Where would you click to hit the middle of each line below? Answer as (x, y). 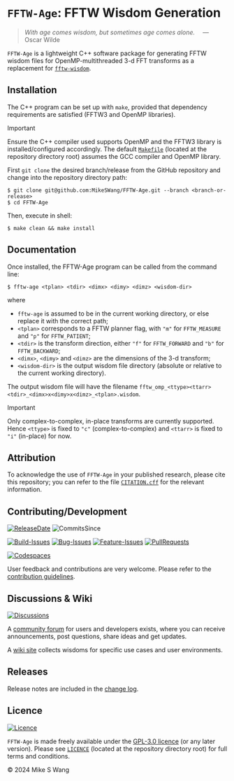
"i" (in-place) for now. (39, 436)
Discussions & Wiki (50, 599)
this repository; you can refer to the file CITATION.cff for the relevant (106, 482)
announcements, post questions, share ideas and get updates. (97, 636)
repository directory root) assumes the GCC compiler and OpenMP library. (114, 156)
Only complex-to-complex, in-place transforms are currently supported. (111, 421)
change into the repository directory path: (67, 177)
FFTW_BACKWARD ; (39, 351)
